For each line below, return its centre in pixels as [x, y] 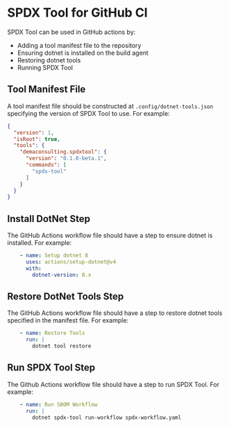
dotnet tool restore [62, 346]
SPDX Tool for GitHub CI [77, 13]
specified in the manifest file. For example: [68, 320]
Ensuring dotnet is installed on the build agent [83, 53]
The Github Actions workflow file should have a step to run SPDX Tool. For [113, 384]
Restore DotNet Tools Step [66, 296]
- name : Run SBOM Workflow [59, 404]
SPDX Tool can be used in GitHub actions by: [71, 32]
